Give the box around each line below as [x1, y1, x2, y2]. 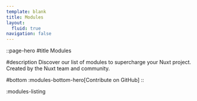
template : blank [6, 8, 46, 15]
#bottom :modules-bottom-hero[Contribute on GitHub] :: [6, 77, 144, 84]
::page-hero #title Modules [6, 47, 72, 54]
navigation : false [6, 31, 52, 37]
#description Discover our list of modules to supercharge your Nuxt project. [6, 59, 192, 66]
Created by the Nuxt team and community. [6, 65, 110, 72]
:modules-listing [6, 88, 46, 95]
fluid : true [11, 25, 42, 31]
